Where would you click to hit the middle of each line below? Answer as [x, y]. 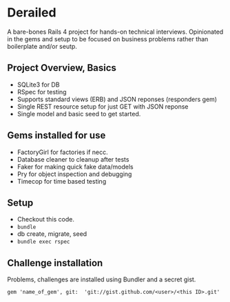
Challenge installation [55, 263]
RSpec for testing [42, 91]
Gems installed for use [56, 136]
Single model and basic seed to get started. [79, 114]
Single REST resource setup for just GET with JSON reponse [103, 106]
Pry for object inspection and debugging [74, 174]
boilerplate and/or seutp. [42, 46]
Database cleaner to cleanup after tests [73, 159]
